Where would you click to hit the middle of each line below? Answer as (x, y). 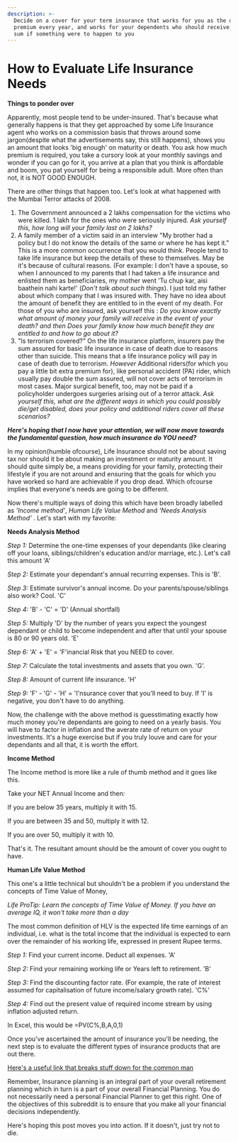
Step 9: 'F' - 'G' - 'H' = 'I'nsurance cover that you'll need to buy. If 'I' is (110, 694)
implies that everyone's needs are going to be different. (88, 489)
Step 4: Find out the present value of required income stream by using (110, 1004)
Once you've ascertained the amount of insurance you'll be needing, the (113, 1039)
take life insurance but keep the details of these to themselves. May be (121, 258)
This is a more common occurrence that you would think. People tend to (123, 251)
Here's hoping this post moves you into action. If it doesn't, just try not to (114, 1125)
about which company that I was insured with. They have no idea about (122, 296)
